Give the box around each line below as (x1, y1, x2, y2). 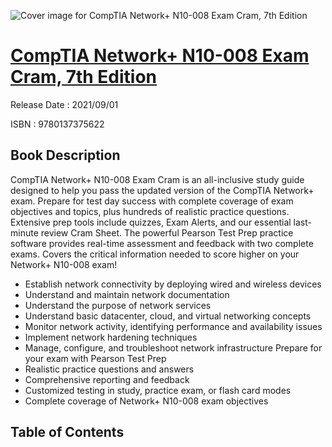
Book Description (10, 147, 121, 164)
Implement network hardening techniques (24, 331, 198, 343)
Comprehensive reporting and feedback (24, 373, 190, 385)
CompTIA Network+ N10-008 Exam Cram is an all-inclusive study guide (10, 173, 305, 185)
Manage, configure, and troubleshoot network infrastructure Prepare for (24, 341, 323, 354)
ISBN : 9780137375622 (10, 118, 105, 130)
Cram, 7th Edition (10, 66, 158, 89)
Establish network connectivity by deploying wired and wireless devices (24, 278, 322, 290)
